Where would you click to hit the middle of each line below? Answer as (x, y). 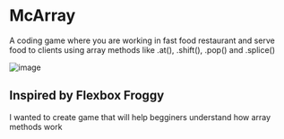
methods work (36, 126)
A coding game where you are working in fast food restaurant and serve (142, 40)
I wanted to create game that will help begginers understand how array (140, 117)
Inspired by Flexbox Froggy (87, 96)
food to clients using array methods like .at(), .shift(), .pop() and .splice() (142, 49)
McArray (43, 16)
